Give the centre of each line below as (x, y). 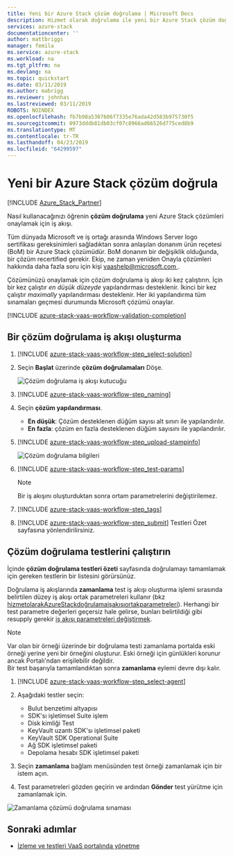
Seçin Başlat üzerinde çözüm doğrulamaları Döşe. (90, 367)
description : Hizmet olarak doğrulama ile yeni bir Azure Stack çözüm (111, 20)
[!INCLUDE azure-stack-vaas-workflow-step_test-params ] (101, 468)
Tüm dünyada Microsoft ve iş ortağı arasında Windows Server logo (102, 237)
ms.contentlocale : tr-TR (43, 136)
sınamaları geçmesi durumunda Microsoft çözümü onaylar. (91, 302)
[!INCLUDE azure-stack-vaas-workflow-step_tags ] (89, 509)
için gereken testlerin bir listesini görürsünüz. (71, 576)
